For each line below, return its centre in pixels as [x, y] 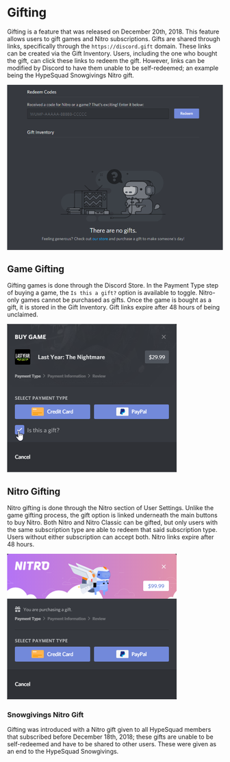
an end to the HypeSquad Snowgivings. [63, 752]
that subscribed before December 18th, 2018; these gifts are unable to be [110, 737]
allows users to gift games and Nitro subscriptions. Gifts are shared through [114, 38]
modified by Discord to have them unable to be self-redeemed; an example [113, 68]
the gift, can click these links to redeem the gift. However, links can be [106, 60]
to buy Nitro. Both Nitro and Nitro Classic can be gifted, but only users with [112, 522]
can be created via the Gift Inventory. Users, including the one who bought [112, 53]
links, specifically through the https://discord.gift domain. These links [109, 46]
